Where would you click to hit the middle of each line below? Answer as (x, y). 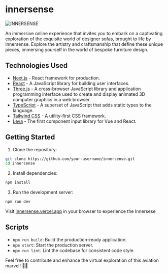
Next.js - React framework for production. (56, 78)
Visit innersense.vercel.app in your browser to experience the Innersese (80, 211)
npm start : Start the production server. (53, 245)
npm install (18, 183)
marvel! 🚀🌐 (17, 265)
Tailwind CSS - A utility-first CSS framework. (59, 116)
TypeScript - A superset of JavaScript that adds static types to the (82, 105)
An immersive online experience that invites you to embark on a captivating (84, 33)
